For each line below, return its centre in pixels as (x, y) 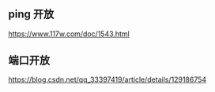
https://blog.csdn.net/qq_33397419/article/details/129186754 (107, 79)
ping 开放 (31, 15)
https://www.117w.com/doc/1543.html (69, 34)
